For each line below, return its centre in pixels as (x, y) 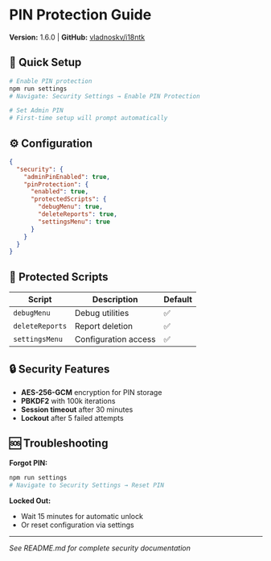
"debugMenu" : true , (71, 207)
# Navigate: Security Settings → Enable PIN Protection (105, 96)
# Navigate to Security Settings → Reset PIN (86, 485)
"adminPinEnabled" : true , (67, 177)
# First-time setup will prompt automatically (88, 118)
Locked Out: (30, 501)
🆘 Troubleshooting (59, 444)
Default (178, 300)
